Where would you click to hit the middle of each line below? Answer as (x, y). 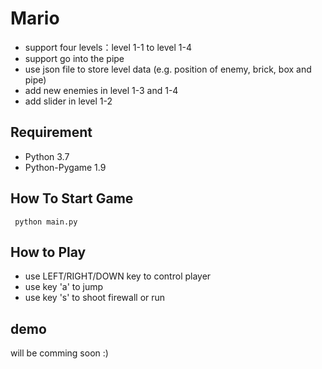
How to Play (48, 252)
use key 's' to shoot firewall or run (95, 298)
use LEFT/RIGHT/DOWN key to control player (118, 276)
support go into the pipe (74, 58)
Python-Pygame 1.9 (65, 167)
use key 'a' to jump (64, 287)
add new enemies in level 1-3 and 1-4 (101, 90)
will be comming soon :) (59, 353)
